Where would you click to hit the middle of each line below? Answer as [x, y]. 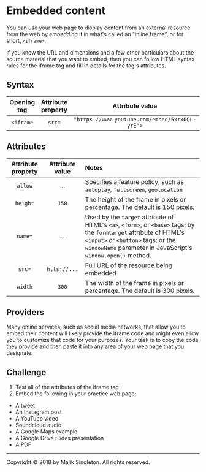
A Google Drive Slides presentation [59, 438]
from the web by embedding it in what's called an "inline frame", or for [95, 34]
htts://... [63, 269]
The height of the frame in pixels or [135, 199]
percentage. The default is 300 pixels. [140, 291]
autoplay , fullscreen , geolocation [134, 189]
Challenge [26, 372]
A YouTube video [37, 419]
